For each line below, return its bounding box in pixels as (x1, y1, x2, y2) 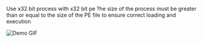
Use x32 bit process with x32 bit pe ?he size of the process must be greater (6, 5, 197, 12)
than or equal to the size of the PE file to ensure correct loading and (6, 11, 176, 19)
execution (6, 18, 32, 25)
